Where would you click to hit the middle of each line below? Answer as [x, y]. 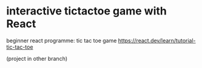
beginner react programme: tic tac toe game [62, 40]
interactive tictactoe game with [86, 11]
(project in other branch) [37, 58]
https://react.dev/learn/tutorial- [157, 40]
